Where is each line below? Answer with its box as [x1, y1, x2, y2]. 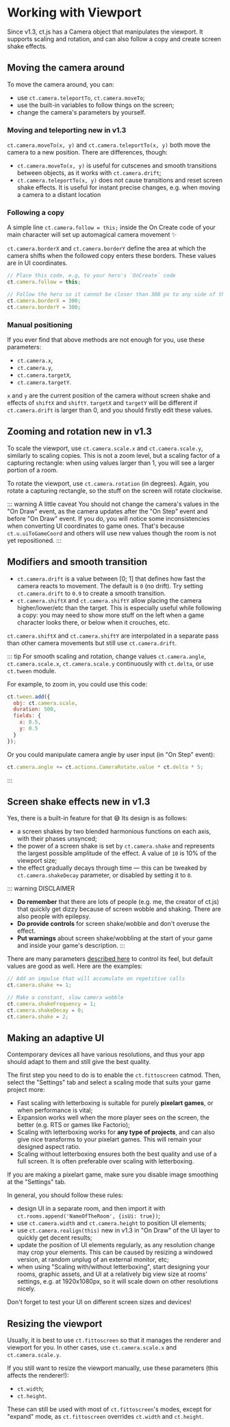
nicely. [16, 1285, 36, 1293]
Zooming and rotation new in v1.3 [7, 426, 153, 437]
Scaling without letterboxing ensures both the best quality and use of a [16, 1150, 217, 1158]
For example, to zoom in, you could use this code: [7, 680, 148, 688]
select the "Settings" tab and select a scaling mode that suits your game [7, 1078, 211, 1087]
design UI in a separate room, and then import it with [16, 1205, 166, 1213]
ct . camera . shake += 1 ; [7, 982, 72, 989]
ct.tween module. [7, 666, 57, 675]
